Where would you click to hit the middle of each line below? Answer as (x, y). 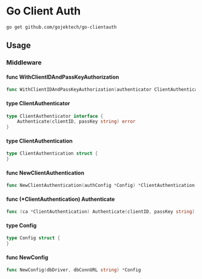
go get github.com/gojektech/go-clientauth (62, 27)
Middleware (24, 63)
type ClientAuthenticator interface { (55, 116)
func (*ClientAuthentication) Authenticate (61, 199)
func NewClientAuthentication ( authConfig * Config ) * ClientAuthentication (101, 185)
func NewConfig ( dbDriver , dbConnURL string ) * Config (74, 270)
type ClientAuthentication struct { (52, 154)
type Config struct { (33, 238)
